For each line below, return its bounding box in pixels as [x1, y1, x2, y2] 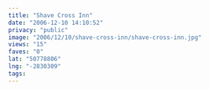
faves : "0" [8, 48, 44, 56]
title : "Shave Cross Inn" [8, 11, 93, 20]
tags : [8, 70, 26, 77]
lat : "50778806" [8, 56, 61, 63]
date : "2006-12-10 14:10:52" [8, 19, 104, 27]
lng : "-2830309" [8, 63, 61, 70]
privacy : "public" [8, 26, 68, 34]
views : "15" [8, 41, 47, 49]
